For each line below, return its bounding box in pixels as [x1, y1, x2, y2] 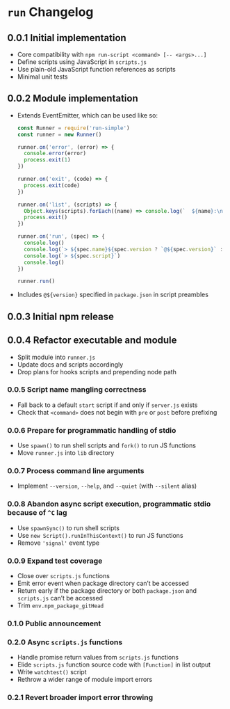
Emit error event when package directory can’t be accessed [17, 579, 189, 587]
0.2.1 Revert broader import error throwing [7, 693, 154, 703]
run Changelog [7, 4, 94, 20]
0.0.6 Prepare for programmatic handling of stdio [7, 425, 176, 435]
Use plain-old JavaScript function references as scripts [17, 65, 176, 73]
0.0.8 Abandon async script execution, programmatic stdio [7, 499, 211, 509]
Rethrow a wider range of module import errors [17, 676, 153, 684]
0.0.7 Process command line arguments [7, 466, 145, 476]
